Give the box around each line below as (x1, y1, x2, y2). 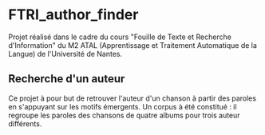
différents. (8, 118, 42, 129)
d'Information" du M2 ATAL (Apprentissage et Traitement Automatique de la (8, 40, 258, 50)
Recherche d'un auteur (8, 72, 125, 85)
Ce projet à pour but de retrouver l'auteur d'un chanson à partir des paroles (8, 93, 257, 103)
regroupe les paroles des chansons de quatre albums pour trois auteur (8, 110, 241, 120)
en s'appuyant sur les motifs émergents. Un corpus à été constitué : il (8, 101, 237, 111)
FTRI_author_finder (8, 6, 139, 24)
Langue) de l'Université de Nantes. (8, 49, 123, 58)
